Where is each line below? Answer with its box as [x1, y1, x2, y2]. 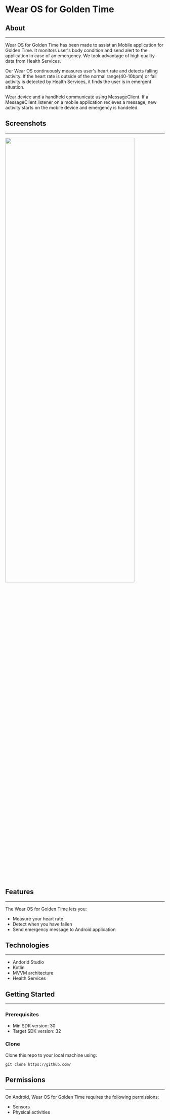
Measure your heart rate [12, 915, 64, 921]
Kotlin [12, 964, 25, 971]
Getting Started [5, 990, 55, 998]
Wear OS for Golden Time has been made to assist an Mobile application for [5, 42, 163, 48]
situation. [5, 84, 25, 90]
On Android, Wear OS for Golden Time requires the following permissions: [5, 1094, 159, 1100]
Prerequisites [5, 1011, 39, 1018]
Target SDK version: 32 [12, 1028, 62, 1034]
